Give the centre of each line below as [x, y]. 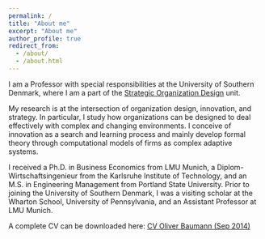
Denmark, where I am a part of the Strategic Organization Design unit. [124, 92]
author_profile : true [45, 38]
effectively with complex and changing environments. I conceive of [120, 126]
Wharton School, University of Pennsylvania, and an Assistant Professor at [132, 201]
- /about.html [39, 62]
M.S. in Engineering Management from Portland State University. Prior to [129, 184]
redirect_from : [34, 46]
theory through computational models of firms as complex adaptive [120, 143]
